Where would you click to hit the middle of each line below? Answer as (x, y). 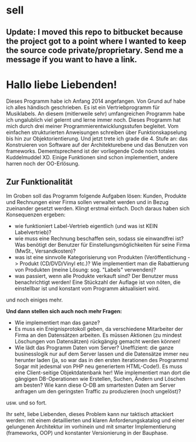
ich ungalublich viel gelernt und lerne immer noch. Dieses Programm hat (93, 120)
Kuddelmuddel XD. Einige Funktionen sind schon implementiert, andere (92, 157)
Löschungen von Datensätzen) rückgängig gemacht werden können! (97, 341)
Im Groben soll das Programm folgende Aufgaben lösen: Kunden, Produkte (96, 196)
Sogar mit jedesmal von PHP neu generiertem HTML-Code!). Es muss (99, 366)
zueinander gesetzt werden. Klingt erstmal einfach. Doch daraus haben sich (98, 209)
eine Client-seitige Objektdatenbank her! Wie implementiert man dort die (102, 373)
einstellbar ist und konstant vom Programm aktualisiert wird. (87, 289)
